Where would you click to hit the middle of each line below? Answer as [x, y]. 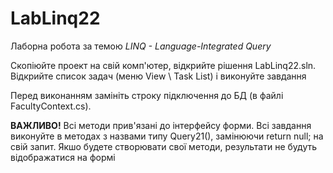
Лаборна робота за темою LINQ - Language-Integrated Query [141, 46]
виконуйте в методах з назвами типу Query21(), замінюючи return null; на [167, 136]
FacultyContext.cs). [51, 106]
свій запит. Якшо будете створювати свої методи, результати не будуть [164, 146]
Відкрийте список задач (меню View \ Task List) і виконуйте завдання [158, 76]
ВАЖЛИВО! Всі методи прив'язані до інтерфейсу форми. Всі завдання [161, 125]
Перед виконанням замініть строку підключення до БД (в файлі [147, 95]
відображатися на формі [63, 157]
